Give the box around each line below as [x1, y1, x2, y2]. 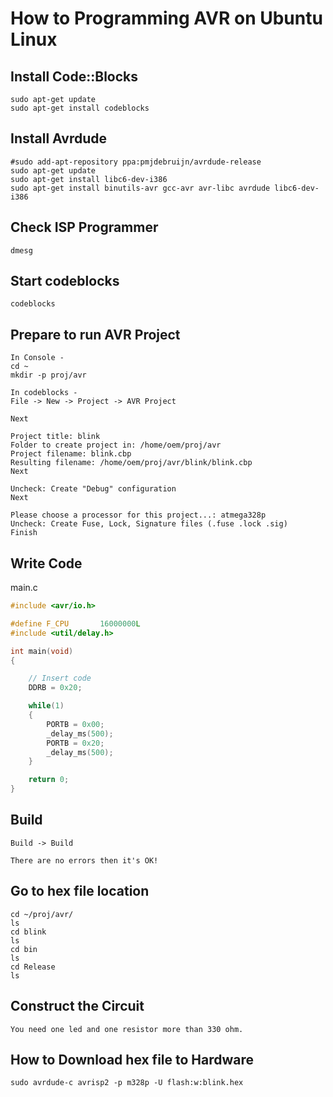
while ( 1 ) [28, 701, 65, 711]
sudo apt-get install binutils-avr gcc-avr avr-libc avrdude [10, 183, 271, 193]
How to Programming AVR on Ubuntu [10, 7, 323, 30]
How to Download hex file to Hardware [10, 1051, 255, 1068]
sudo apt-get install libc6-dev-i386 [10, 174, 168, 184]
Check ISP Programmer [10, 219, 159, 236]
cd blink [10, 927, 47, 937]
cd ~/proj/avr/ [10, 909, 74, 919]
